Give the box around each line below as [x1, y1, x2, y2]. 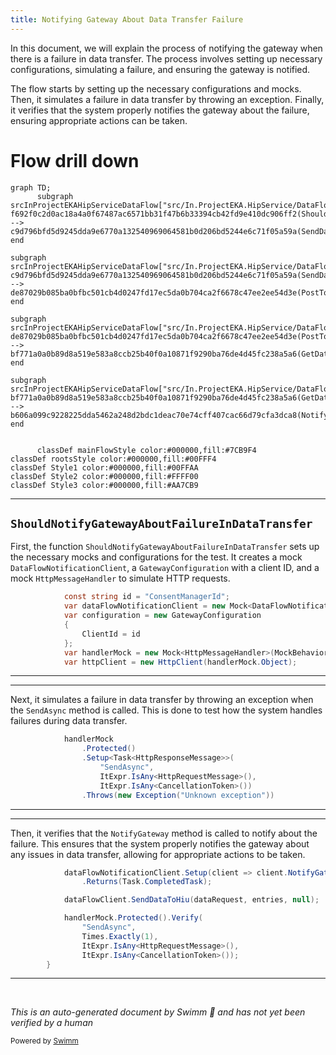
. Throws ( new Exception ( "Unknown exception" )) [81, 790, 275, 800]
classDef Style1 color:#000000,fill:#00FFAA [10, 462, 199, 473]
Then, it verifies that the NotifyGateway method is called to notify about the [10, 827, 318, 839]
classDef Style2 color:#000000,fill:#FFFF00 [10, 471, 199, 481]
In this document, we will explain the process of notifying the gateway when [10, 42, 323, 54]
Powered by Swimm [10, 1036, 79, 1046]
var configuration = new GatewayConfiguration [63, 611, 262, 621]
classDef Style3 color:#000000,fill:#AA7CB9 [10, 480, 199, 490]
